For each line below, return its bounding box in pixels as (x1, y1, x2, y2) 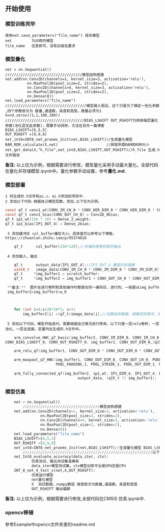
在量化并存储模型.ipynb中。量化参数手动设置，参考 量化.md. (5, 168, 126, 174)
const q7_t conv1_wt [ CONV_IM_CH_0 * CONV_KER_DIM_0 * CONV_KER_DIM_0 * (5, 208, 155, 213)
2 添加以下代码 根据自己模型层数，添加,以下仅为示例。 (5, 199, 102, 204)
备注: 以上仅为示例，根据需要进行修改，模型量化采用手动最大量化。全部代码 (5, 161, 159, 168)
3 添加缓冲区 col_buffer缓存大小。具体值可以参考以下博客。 (7, 231, 116, 236)
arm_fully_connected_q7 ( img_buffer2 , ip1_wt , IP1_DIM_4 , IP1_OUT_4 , (14, 371, 157, 376)
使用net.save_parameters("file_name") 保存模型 (5, 33, 100, 38)
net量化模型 (31, 477, 53, 482)
